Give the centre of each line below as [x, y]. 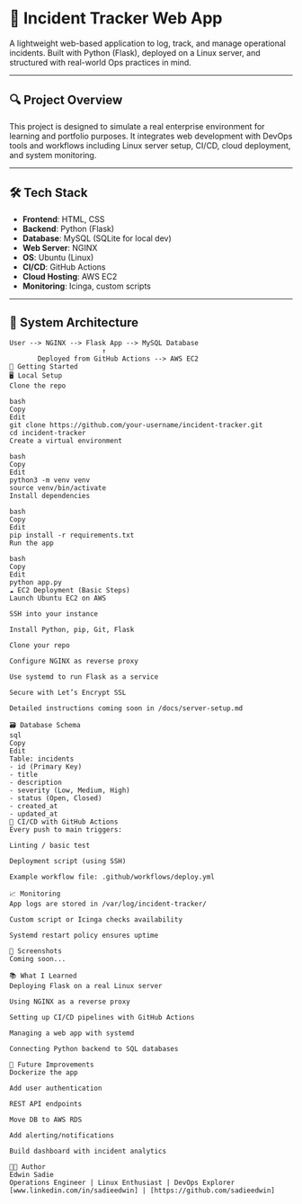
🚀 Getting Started [44, 367]
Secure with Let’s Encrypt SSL [68, 693]
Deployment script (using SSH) [68, 861]
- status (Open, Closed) [56, 798]
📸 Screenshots [36, 951]
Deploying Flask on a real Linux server [86, 986]
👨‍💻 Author [28, 1167]
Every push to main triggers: [66, 830]
